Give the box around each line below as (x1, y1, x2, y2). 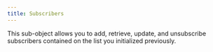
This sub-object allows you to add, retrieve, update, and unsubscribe (7, 29, 207, 37)
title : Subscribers (7, 10, 64, 17)
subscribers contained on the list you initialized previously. (7, 36, 177, 45)
